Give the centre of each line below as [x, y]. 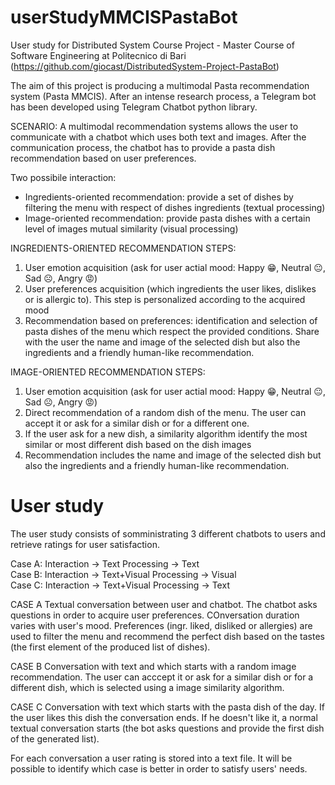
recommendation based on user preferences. [103, 158]
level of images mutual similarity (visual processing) [131, 228]
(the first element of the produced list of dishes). [110, 647]
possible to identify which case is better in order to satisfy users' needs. [159, 768]
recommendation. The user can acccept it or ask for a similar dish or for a [162, 677]
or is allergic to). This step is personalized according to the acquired [165, 299]
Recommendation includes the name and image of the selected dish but [173, 455]
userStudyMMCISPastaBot [124, 17]
